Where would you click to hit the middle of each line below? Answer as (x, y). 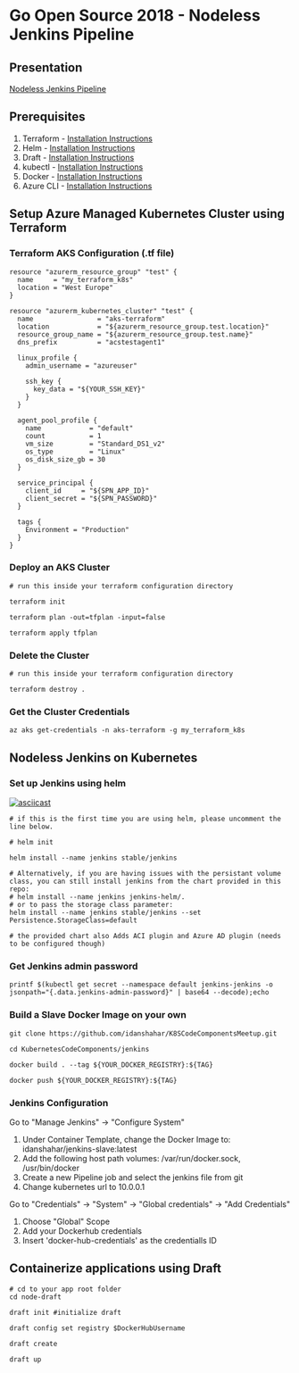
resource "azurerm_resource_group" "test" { (93, 272)
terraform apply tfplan (54, 633)
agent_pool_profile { (58, 420)
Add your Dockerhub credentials (82, 1231)
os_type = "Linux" (75, 452)
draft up (25, 1359)
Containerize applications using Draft (115, 1269)
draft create (33, 1344)
